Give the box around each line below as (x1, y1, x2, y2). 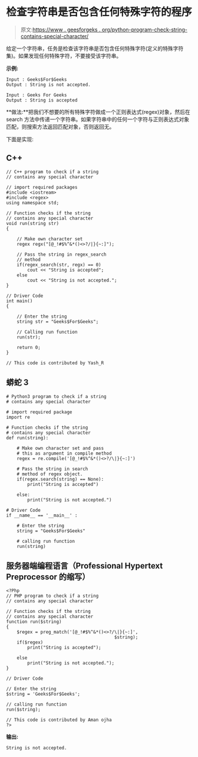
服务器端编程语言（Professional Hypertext (6, 560, 163, 570)
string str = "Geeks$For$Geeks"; (16, 318, 99, 325)
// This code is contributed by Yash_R (6, 360, 104, 366)
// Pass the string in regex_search (16, 252, 107, 257)
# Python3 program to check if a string (6, 393, 107, 399)
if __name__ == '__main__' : (6, 512, 78, 518)
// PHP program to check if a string (6, 593, 99, 599)
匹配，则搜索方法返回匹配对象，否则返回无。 (6, 123, 115, 130)
